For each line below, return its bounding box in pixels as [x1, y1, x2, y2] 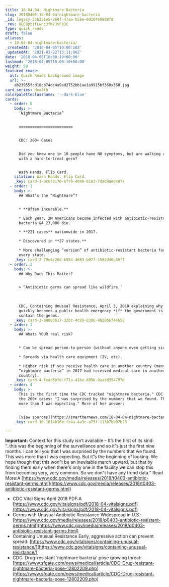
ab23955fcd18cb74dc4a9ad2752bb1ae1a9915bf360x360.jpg [14, 82, 129, 87]
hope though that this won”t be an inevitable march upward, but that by [5, 459, 153, 465]
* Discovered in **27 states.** [18, 238, 87, 244]
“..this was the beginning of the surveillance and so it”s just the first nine [5, 443, 155, 449]
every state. [18, 253, 46, 258]
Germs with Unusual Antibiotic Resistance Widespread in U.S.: [12, 512, 142, 518]
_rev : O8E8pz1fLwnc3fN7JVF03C [5, 21, 69, 27]
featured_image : [5, 69, 39, 74]
